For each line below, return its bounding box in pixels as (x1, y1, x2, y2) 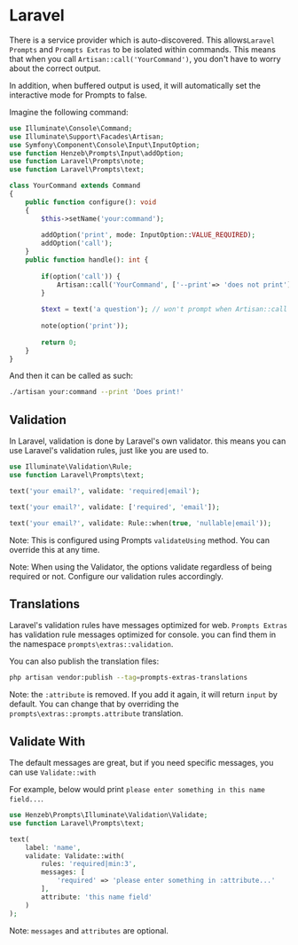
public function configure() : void (25, 197, 157, 207)
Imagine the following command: (9, 106, 129, 117)
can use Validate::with (9, 767, 97, 777)
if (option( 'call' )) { (41, 272, 122, 280)
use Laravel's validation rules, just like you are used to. (9, 445, 209, 456)
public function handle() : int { (25, 256, 149, 264)
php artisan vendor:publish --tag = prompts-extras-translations (9, 673, 248, 682)
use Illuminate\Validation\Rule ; (9, 462, 133, 471)
